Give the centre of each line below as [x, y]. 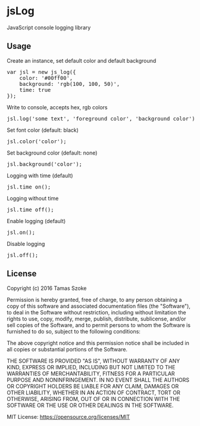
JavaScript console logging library [49, 27]
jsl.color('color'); [37, 141]
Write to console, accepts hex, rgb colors [57, 107]
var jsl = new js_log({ [41, 72]
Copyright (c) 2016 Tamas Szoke [47, 288]
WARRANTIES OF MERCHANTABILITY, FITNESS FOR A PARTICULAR [91, 373]
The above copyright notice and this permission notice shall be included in [98, 343]
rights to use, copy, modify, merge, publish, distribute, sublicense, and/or [96, 319]
